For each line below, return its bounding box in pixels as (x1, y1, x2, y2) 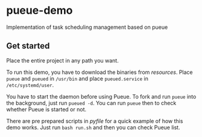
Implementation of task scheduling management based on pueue (6, 23, 168, 31)
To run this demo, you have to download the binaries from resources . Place (6, 68, 193, 76)
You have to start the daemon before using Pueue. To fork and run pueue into (6, 93, 197, 100)
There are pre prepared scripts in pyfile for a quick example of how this (6, 117, 183, 124)
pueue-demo (6, 4, 74, 17)
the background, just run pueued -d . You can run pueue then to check (6, 99, 177, 106)
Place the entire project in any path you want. (6, 56, 119, 64)
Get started (6, 41, 50, 51)
